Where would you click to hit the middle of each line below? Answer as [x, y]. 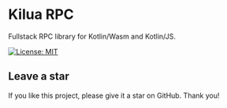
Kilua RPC [41, 15]
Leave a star [39, 76]
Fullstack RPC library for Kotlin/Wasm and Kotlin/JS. [92, 36]
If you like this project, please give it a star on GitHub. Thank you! [114, 95]
